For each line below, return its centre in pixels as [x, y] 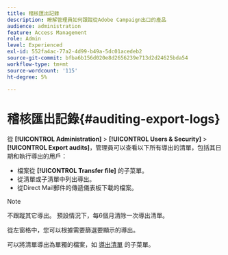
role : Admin [24, 39]
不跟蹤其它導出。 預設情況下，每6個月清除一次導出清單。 [88, 215]
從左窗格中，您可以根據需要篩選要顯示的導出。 [73, 230]
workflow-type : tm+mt [38, 64]
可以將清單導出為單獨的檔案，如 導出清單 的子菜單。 [81, 245]
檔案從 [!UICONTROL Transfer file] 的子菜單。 [83, 171]
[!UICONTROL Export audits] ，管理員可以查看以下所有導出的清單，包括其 [111, 148]
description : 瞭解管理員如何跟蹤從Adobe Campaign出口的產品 [87, 20]
